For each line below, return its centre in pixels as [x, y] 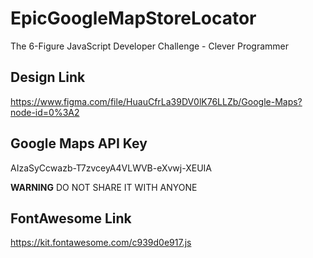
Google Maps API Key [79, 143]
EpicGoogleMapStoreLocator [133, 18]
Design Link [48, 77]
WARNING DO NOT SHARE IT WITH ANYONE [104, 187]
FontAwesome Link [71, 218]
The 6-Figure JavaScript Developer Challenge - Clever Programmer [150, 46]
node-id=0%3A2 [45, 112]
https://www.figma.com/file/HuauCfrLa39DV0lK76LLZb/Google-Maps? [156, 101]
